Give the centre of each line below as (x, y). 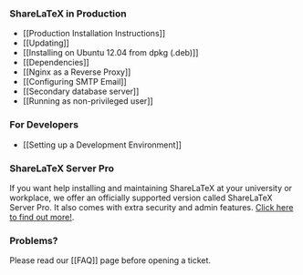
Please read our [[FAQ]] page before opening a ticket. (110, 260)
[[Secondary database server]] (81, 92)
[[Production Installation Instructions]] (94, 34)
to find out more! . (42, 217)
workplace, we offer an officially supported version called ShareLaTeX (141, 198)
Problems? (34, 240)
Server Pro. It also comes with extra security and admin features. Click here (151, 207)
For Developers (44, 125)
